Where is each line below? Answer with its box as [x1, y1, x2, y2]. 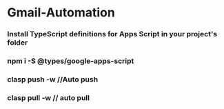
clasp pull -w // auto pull [7, 93, 90, 102]
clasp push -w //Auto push [7, 74, 99, 84]
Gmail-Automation [7, 5, 115, 21]
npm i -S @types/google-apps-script [7, 56, 134, 66]
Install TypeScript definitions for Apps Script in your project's [7, 29, 218, 39]
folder [7, 38, 28, 47]
